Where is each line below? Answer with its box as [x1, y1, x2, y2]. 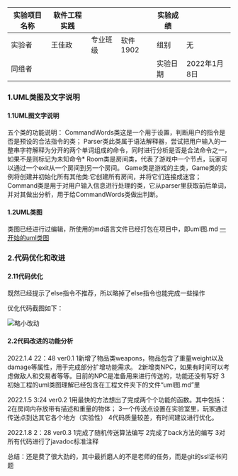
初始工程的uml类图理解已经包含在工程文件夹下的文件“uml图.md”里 [7, 380, 200, 389]
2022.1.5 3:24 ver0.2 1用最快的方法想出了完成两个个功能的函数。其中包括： [7, 395, 227, 404]
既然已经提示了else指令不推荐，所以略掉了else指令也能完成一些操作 [7, 289, 205, 297]
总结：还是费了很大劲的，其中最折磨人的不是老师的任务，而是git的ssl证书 [7, 452, 222, 460]
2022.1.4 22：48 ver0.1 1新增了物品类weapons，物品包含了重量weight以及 [7, 353, 225, 362]
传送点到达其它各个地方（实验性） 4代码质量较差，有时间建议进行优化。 [7, 413, 218, 421]
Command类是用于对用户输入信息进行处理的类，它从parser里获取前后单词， [7, 181, 230, 190]
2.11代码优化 [7, 272, 44, 280]
